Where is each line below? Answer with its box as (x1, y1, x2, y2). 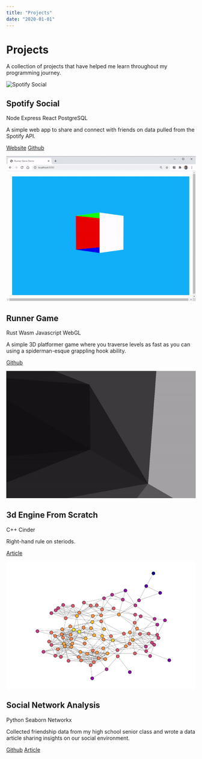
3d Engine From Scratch (6, 510, 98, 520)
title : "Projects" (6, 10, 52, 16)
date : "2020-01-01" (6, 16, 55, 22)
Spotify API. (6, 133, 36, 140)
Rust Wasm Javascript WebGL (6, 329, 81, 336)
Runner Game (6, 313, 59, 323)
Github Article (6, 746, 41, 753)
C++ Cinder (6, 526, 35, 533)
